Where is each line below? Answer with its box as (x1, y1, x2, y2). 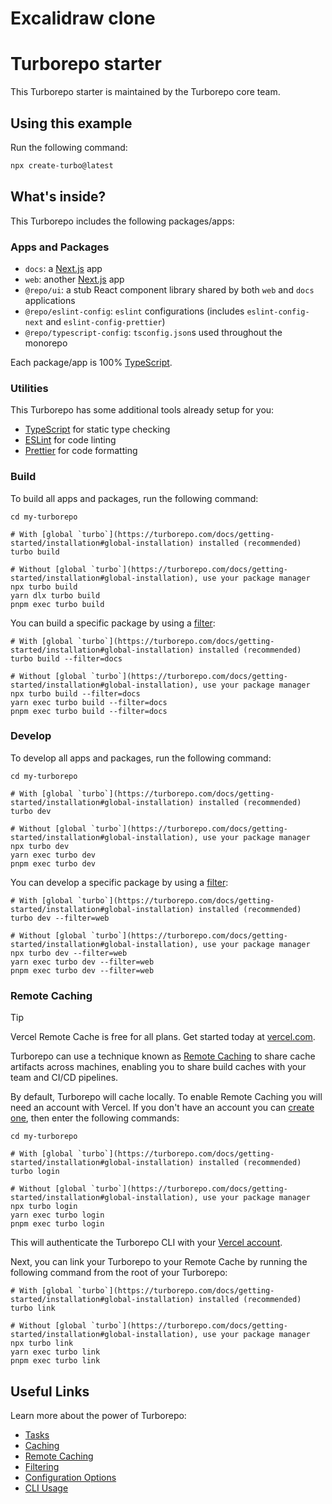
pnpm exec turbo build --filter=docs (10, 706, 168, 716)
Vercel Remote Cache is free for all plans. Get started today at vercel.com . (10, 1031, 316, 1043)
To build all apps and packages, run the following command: (10, 492, 259, 504)
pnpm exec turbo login (10, 1219, 105, 1229)
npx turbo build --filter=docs (10, 688, 141, 699)
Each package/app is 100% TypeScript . (10, 356, 173, 368)
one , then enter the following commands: (10, 1112, 180, 1124)
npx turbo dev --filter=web (10, 948, 128, 958)
